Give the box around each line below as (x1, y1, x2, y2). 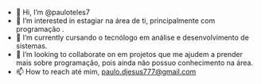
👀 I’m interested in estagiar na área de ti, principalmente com (15, 16, 216, 25)
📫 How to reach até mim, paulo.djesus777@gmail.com (15, 67, 197, 76)
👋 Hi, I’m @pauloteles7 (15, 8, 90, 17)
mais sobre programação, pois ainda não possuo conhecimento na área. (15, 58, 253, 67)
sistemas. (15, 41, 48, 51)
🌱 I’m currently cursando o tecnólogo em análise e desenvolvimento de (15, 32, 249, 42)
